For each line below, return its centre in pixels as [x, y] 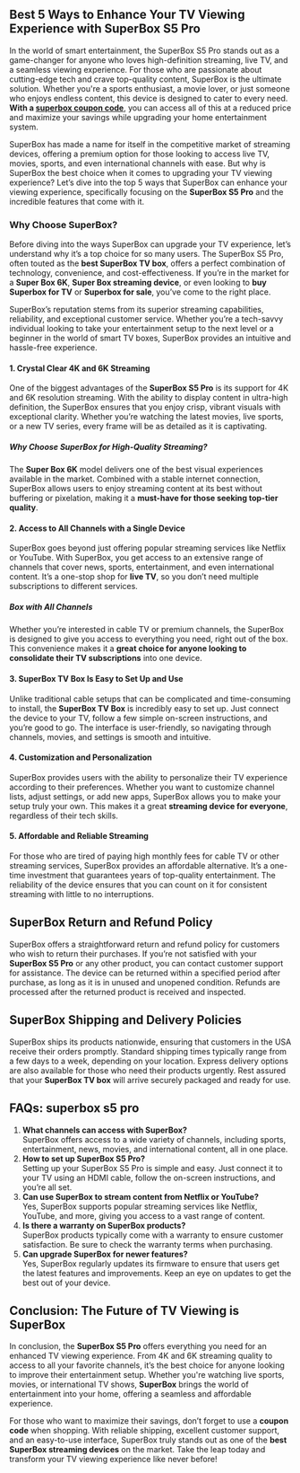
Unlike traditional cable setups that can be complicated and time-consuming [150, 699]
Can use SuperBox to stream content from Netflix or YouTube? [141, 1196]
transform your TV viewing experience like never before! [113, 1460]
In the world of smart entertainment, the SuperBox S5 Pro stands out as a [145, 50]
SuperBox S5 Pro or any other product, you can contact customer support [146, 963]
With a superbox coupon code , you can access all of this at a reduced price [150, 108]
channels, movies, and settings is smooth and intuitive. [110, 736]
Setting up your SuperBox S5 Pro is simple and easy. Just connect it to [153, 1168]
